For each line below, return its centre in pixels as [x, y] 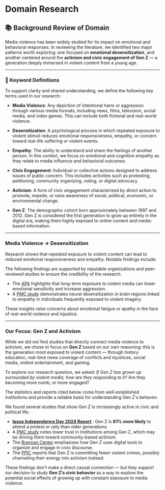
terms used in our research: [33, 96]
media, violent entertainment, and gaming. [48, 362]
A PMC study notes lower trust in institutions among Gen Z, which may [84, 432]
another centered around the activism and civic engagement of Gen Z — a [81, 58]
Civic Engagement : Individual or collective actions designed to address [84, 171]
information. [38, 226]
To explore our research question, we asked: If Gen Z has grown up [73, 372]
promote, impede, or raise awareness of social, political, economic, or [83, 196]
